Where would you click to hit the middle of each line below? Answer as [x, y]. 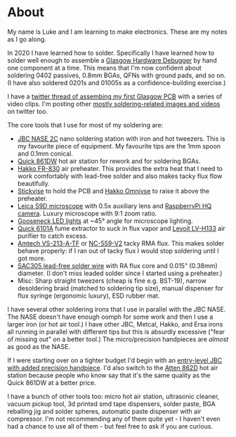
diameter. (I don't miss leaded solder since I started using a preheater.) [120, 273]
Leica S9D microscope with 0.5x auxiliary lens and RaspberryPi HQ [114, 205]
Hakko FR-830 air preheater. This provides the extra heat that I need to [120, 168]
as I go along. [27, 39]
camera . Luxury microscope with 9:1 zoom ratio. [87, 213]
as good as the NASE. [39, 346]
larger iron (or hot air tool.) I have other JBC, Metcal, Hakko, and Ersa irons [115, 324]
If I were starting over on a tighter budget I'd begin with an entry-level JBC [115, 360]
